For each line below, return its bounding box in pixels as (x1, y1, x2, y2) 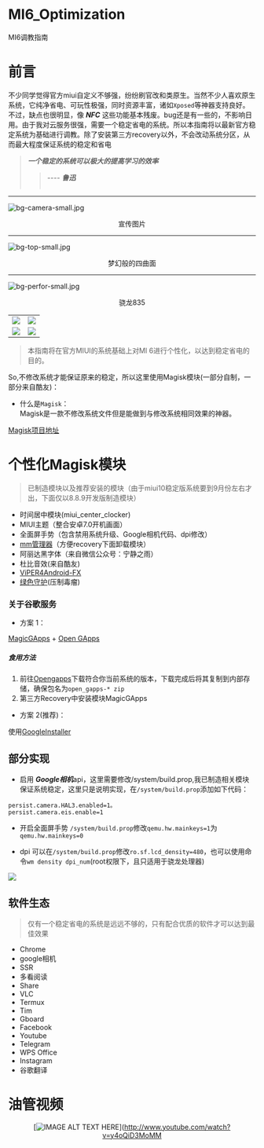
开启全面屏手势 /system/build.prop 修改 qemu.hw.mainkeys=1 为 (19, 823, 218, 832)
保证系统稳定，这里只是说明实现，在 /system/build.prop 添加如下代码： (19, 784, 249, 794)
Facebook (19, 1022, 53, 1032)
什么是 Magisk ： (19, 398, 69, 408)
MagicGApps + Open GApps (8, 634, 100, 644)
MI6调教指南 (8, 32, 49, 42)
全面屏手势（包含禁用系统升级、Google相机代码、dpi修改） (19, 529, 212, 539)
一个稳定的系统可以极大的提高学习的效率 (27, 156, 159, 166)
